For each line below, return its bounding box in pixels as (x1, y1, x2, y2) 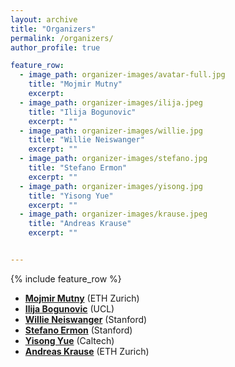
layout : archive (10, 14, 78, 25)
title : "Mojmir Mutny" (28, 79, 123, 90)
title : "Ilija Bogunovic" (28, 107, 137, 117)
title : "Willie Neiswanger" (28, 135, 145, 145)
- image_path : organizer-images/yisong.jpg (19, 181, 203, 191)
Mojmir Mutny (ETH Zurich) (24, 292, 140, 304)
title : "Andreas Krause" (28, 219, 132, 229)
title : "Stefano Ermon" (28, 163, 128, 173)
